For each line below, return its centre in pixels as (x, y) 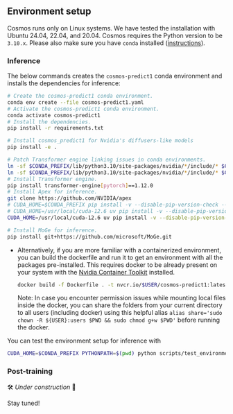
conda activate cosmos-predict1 (54, 115)
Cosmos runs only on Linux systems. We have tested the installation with (111, 28)
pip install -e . (32, 147)
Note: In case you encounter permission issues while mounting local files (121, 298)
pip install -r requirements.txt (55, 128)
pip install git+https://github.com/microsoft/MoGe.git (89, 236)
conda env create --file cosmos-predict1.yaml (76, 102)
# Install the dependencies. (49, 122)
